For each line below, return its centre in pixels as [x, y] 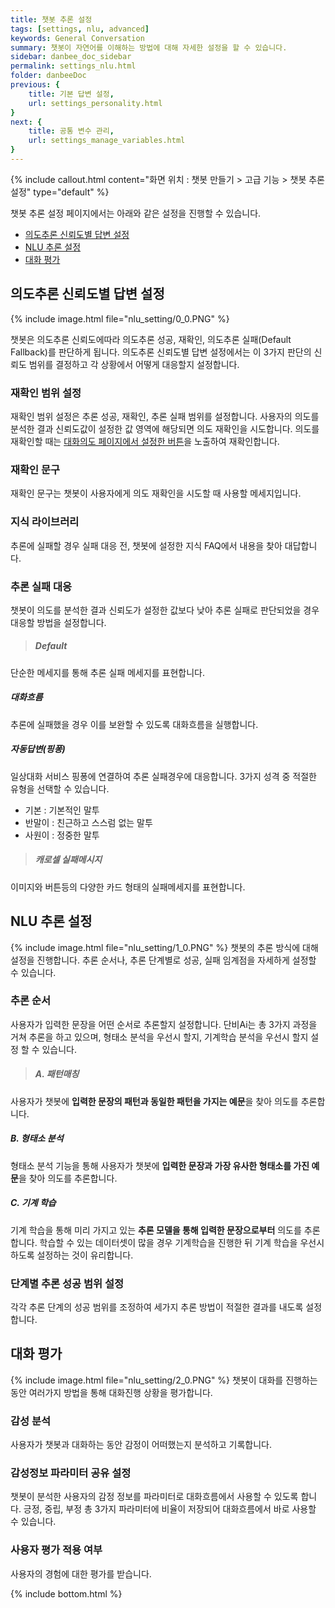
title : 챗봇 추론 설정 [51, 19]
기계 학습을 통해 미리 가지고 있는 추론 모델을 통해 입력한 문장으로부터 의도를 [156, 1230]
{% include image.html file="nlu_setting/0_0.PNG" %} [120, 318]
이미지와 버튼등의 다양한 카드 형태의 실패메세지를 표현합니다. [128, 887]
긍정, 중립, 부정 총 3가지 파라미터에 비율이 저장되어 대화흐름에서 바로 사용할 [170, 1509]
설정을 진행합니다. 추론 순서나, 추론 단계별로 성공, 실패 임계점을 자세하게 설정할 [163, 960]
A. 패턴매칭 [57, 1074]
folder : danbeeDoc [48, 76]
